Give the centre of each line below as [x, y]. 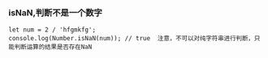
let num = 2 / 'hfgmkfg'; [52, 30]
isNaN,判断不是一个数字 [56, 12]
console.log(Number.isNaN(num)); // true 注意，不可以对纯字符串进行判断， [131, 39]
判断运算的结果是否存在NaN [53, 47]
